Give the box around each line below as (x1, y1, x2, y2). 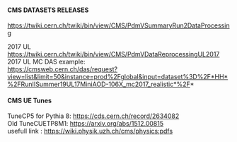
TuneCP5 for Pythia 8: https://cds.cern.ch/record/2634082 (7, 112, 180, 120)
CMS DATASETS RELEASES (7, 6, 89, 14)
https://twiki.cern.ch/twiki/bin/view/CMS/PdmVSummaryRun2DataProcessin (7, 21, 230, 30)
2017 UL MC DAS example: (7, 57, 86, 66)
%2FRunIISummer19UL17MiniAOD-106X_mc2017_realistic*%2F (7, 80, 191, 88)
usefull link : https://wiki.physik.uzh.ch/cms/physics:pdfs (7, 127, 173, 136)
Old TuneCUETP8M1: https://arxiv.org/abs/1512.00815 (7, 119, 164, 128)
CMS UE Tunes (7, 96, 52, 105)
